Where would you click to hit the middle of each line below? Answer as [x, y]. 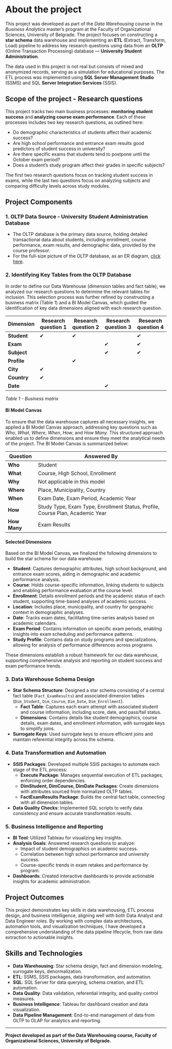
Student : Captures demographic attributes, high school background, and [90, 568]
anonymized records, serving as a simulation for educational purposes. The [85, 72]
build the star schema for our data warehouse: [54, 559]
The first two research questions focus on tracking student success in [79, 175]
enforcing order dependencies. [53, 780]
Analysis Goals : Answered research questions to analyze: [74, 843]
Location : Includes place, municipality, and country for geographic [83, 607]
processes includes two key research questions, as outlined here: [74, 122]
